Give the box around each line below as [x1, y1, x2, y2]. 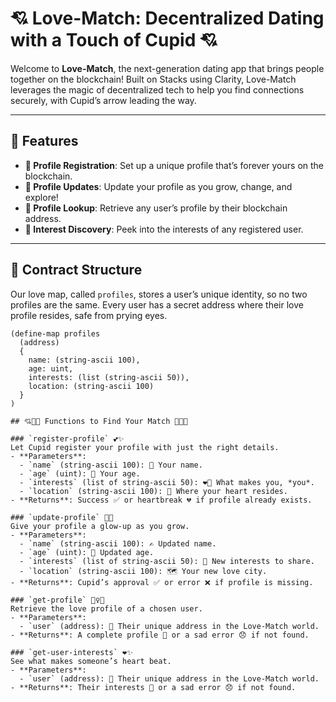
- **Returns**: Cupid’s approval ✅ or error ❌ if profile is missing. [10, 577, 314, 587]
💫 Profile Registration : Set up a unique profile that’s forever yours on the [24, 159, 325, 171]
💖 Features [10, 133, 79, 150]
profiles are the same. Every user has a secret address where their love [10, 298, 304, 311]
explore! [24, 191, 59, 203]
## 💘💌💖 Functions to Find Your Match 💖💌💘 [10, 416, 188, 426]
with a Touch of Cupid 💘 [10, 29, 218, 52]
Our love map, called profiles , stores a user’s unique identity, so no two [10, 288, 308, 300]
